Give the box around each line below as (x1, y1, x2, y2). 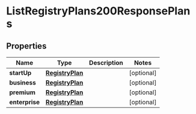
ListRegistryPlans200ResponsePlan (6, 4, 191, 18)
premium (9, 88, 36, 97)
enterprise (9, 98, 40, 106)
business (9, 79, 36, 86)
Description (89, 59, 123, 67)
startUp (9, 69, 32, 77)
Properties (6, 41, 47, 51)
